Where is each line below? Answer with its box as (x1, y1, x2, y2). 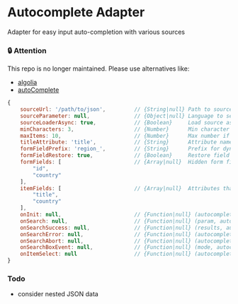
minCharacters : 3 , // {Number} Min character (20, 125, 230, 133)
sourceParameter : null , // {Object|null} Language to (20, 112, 223, 119)
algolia (17, 78, 38, 87)
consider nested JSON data (17, 290, 99, 298)
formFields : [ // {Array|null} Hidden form (20, 158, 223, 166)
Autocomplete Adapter (7, 4, 145, 21)
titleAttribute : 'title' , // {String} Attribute (20, 139, 217, 146)
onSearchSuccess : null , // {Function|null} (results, (20, 224, 223, 231)
